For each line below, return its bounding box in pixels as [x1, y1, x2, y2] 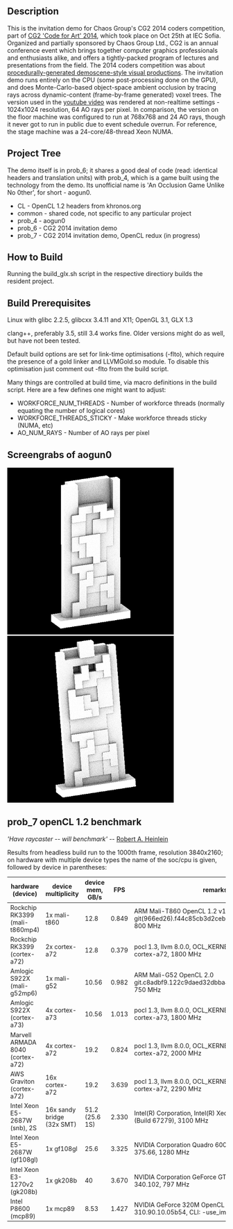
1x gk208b [45, 1176, 78, 1185]
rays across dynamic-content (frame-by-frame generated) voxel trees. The [7, 90, 222, 99]
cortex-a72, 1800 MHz [134, 950, 202, 958]
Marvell [10, 1030, 32, 1039]
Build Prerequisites [7, 297, 92, 309]
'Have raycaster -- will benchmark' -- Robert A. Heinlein [7, 834, 169, 843]
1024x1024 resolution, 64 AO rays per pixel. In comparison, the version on [7, 105, 219, 113]
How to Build [7, 252, 64, 263]
